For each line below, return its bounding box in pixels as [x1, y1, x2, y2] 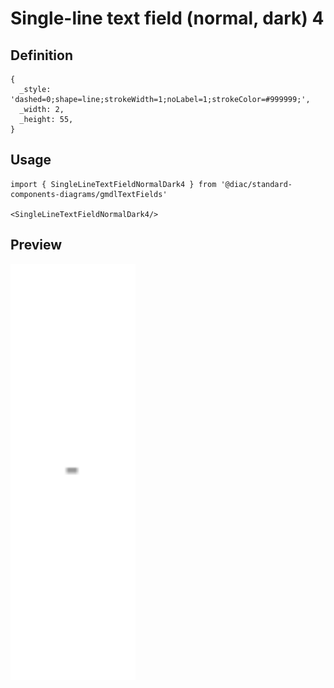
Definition [10, 47, 73, 64]
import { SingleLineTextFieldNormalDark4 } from [10, 179, 217, 189]
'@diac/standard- [220, 179, 293, 189]
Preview [10, 237, 63, 254]
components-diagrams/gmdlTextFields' [10, 189, 168, 199]
